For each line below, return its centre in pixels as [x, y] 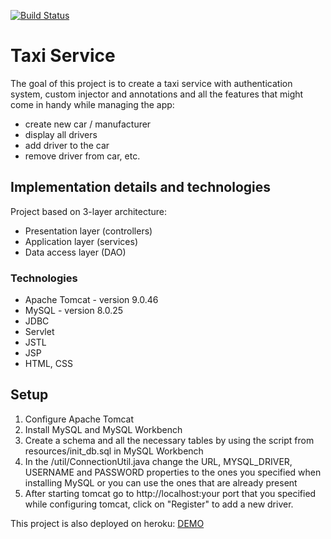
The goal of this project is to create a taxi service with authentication [151, 83]
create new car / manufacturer [88, 124]
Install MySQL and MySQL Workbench [103, 429]
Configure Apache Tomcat [79, 419]
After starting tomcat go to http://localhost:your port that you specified [170, 493]
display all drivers [61, 134]
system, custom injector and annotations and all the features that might [157, 94]
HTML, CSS [48, 364]
